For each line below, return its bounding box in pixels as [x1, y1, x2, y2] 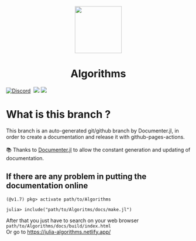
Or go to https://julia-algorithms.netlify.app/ [6, 228, 111, 235]
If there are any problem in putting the [6, 172, 147, 182]
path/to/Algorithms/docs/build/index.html [6, 223, 111, 229]
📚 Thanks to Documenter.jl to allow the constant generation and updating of [6, 146, 191, 153]
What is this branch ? [6, 108, 111, 121]
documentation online [6, 181, 88, 191]
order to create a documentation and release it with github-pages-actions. [6, 133, 185, 140]
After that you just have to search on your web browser [6, 217, 139, 224]
